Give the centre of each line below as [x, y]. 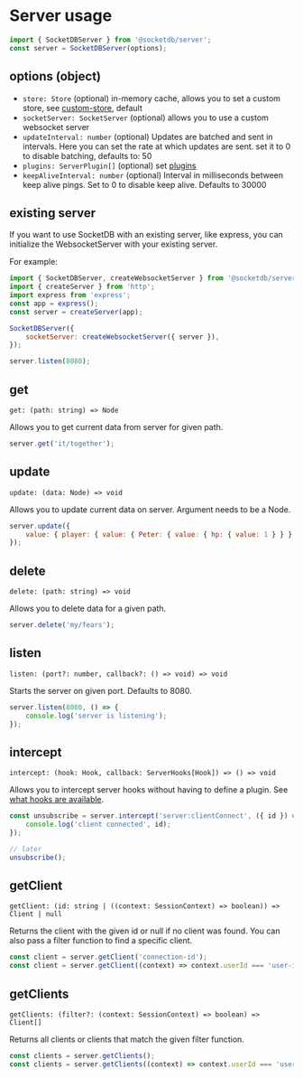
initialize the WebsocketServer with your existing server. [114, 244]
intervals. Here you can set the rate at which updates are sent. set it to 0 [156, 146]
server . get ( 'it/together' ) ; [62, 444]
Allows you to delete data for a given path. [88, 609]
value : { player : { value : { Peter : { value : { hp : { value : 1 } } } [159, 534]
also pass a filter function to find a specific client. [101, 941]
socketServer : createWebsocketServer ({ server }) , [123, 337]
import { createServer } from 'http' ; [82, 287]
